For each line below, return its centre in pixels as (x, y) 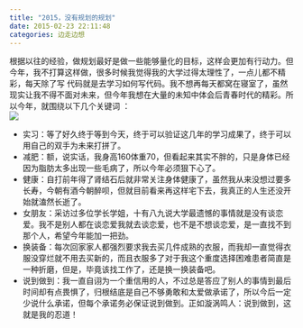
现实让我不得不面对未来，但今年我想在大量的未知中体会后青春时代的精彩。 (147, 95)
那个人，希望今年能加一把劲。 (78, 236)
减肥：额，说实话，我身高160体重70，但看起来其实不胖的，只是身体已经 (156, 157)
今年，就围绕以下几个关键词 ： (73, 106)
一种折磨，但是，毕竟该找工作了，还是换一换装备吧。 (121, 269)
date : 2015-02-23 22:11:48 (60, 26)
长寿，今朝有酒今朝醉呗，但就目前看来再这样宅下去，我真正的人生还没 (153, 191)
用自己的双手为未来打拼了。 (74, 146)
